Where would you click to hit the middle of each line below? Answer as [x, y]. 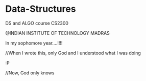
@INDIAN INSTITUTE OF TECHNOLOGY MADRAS [57, 33]
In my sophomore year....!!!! [34, 43]
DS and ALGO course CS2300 [37, 23]
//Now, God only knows [30, 73]
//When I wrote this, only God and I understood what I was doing [73, 53]
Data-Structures [41, 9]
